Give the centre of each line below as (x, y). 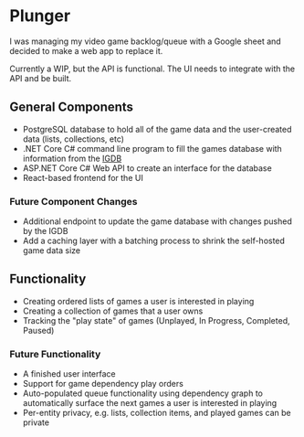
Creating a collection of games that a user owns (113, 311)
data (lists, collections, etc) (73, 139)
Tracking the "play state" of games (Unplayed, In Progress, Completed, (156, 320)
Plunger (40, 16)
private (36, 422)
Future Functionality (55, 354)
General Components (72, 107)
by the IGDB (45, 231)
